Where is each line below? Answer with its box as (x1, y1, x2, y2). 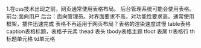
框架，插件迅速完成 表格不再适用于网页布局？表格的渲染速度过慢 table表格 (6, 20, 191, 27)
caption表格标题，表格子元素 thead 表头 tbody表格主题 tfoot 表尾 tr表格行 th (6, 28, 195, 35)
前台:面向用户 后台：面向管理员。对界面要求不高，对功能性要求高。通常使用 (6, 13, 194, 20)
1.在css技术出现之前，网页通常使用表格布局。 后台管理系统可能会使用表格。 (6, 5, 195, 12)
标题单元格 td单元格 (6, 35, 56, 42)
